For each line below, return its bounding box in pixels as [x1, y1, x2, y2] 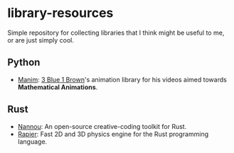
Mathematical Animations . [17, 83, 98, 91]
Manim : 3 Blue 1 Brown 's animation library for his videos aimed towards [17, 75, 228, 84]
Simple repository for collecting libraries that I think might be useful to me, [7, 28, 225, 37]
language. [17, 137, 48, 146]
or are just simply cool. [7, 35, 75, 44]
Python [7, 57, 41, 69]
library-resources [7, 5, 114, 21]
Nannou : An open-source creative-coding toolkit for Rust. [17, 122, 187, 130]
